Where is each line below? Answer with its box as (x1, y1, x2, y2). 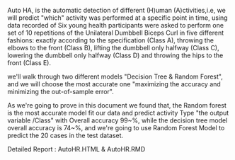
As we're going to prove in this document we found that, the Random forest (7, 101, 227, 109)
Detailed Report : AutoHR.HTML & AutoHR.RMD (7, 145, 146, 153)
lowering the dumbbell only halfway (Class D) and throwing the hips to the (7, 51, 224, 59)
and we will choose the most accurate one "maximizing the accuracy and (7, 80, 221, 88)
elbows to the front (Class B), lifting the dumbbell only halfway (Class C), (7, 44, 219, 52)
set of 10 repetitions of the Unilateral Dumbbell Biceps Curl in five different (7, 28, 224, 37)
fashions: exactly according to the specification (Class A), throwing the (7, 36, 214, 45)
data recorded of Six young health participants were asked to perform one (7, 21, 224, 29)
